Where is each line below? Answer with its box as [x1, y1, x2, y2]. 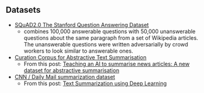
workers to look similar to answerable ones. [23, 47, 134, 54]
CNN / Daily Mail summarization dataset [14, 73, 115, 80]
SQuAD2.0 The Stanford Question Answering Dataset [14, 21, 149, 28]
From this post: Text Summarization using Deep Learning [23, 80, 167, 87]
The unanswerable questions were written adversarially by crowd [23, 40, 189, 48]
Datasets [5, 5, 41, 15]
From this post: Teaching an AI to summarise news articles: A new [23, 60, 190, 67]
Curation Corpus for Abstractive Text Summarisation [14, 53, 147, 61]
